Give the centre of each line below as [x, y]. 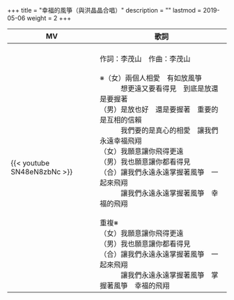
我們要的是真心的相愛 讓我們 [170, 130]
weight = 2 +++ [49, 18]
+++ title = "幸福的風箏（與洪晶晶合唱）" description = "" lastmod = [104, 10]
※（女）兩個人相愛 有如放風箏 [151, 78]
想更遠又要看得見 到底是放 [166, 88]
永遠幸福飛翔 [121, 141]
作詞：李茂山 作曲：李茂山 [145, 59]
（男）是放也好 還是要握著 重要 [156, 109]
